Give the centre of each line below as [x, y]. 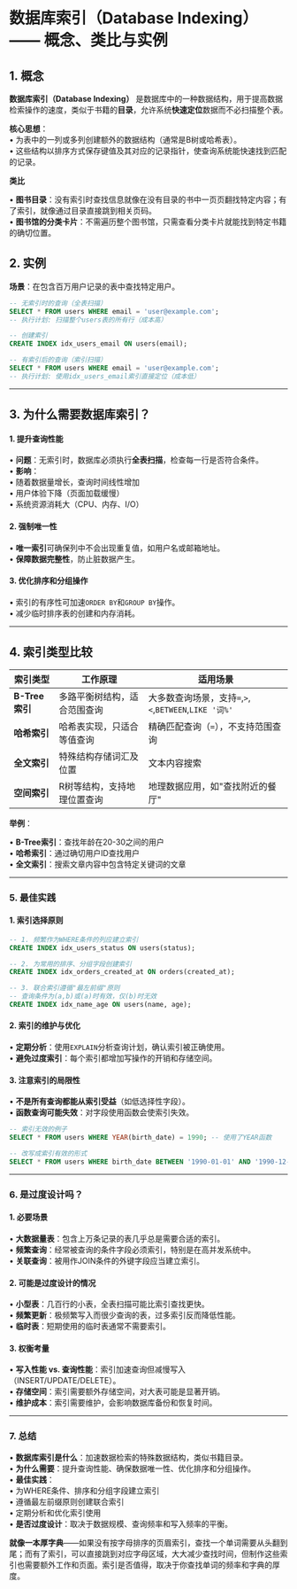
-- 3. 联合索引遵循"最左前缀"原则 [65, 988]
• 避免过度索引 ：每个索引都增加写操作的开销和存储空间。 [113, 1058]
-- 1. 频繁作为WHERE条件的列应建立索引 [74, 939]
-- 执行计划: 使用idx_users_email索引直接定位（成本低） [105, 376]
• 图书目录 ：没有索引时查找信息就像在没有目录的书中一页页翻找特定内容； [144, 199]
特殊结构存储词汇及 [99, 756]
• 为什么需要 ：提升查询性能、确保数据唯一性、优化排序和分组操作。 [133, 1468]
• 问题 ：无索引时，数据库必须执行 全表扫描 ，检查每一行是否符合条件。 [136, 460]
